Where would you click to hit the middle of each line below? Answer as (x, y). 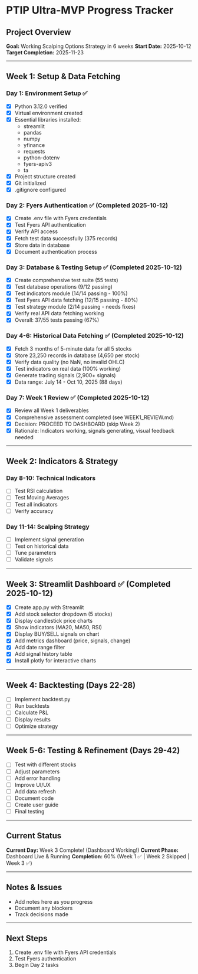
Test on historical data (42, 546)
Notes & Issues (34, 888)
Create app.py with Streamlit (49, 607)
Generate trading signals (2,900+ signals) (65, 375)
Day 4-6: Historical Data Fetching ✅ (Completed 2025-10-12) (95, 336)
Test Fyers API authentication (50, 225)
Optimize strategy (36, 726)
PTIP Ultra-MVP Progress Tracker (90, 10)
